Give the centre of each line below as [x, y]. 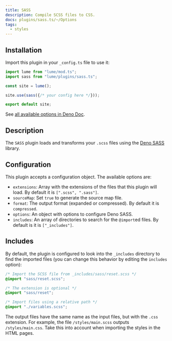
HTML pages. [20, 333]
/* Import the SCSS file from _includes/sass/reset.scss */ [71, 274]
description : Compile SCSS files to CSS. [50, 15]
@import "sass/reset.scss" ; [35, 279]
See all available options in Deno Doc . [45, 114]
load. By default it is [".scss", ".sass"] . [56, 192]
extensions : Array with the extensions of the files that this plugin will [85, 187]
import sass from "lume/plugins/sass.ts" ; [51, 77]
